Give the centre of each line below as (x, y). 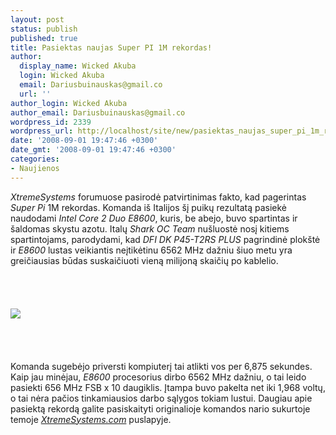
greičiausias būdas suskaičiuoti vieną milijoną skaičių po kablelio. (144, 260)
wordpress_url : (42, 131)
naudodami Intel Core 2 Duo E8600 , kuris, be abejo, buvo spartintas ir (154, 218)
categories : (35, 159)
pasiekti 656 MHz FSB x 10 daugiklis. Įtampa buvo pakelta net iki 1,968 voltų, (168, 387)
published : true (44, 38)
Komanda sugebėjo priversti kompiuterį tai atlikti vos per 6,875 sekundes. (161, 366)
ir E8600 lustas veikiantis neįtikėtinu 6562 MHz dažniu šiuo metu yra (151, 250)
